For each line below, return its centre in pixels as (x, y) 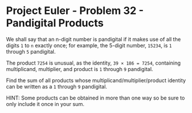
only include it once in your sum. (45, 104)
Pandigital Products (55, 23)
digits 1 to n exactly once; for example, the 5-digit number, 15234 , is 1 (89, 45)
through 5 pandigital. (31, 51)
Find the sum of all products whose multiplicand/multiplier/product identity (96, 80)
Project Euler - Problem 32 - (75, 11)
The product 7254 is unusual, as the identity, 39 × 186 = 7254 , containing (93, 63)
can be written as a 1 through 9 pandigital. (56, 86)
